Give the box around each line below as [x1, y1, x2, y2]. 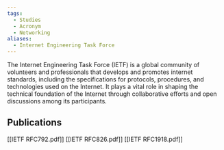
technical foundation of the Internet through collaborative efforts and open [7, 90, 217, 98]
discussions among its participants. [7, 97, 108, 105]
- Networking [13, 29, 51, 36]
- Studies [13, 16, 41, 23]
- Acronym [13, 23, 41, 29]
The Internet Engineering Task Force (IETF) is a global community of [7, 61, 200, 68]
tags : [7, 10, 23, 17]
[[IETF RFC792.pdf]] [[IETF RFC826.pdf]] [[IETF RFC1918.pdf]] [7, 135, 183, 143]
